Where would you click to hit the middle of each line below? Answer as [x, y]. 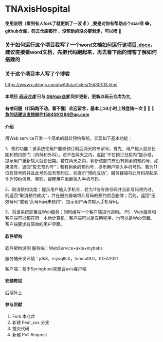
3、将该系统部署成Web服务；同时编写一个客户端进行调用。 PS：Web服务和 [81, 212]
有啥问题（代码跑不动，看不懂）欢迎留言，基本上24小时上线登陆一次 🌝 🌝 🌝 [80, 109]
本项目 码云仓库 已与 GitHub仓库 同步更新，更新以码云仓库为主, [68, 96]
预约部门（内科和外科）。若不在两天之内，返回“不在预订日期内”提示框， [85, 155]
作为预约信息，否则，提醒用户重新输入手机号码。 [54, 179]
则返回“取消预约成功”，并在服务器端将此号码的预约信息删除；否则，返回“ [78, 195]
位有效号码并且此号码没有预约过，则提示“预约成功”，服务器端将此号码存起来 [81, 173]
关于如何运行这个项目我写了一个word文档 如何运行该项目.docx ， [80, 45]
